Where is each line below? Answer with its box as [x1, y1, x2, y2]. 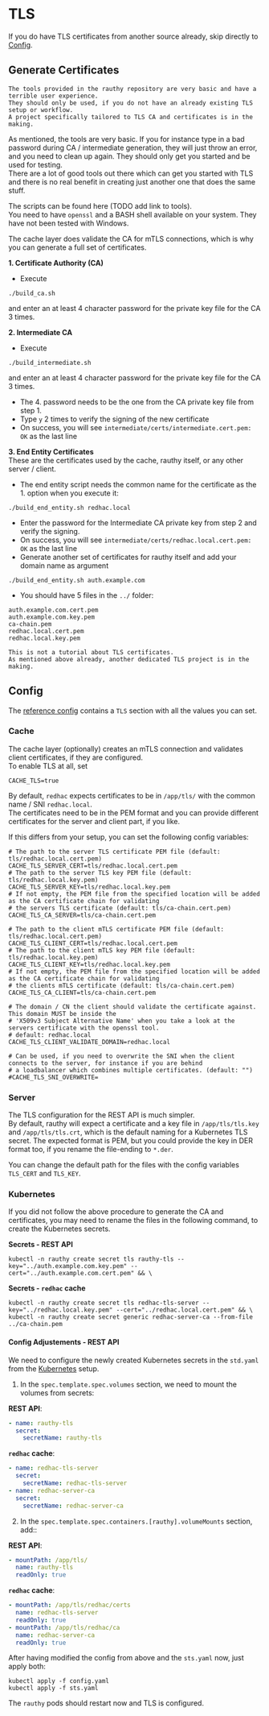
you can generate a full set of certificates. [8, 242, 147, 252]
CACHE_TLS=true [8, 777, 59, 785]
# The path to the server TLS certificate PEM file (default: [8, 848, 221, 856]
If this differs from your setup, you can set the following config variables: [8, 831, 249, 842]
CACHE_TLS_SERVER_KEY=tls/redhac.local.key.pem [8, 883, 171, 891]
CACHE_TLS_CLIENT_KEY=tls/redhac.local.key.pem [8, 960, 171, 968]
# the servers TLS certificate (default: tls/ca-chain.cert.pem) [8, 904, 231, 912]
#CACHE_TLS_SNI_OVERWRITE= [8, 1073, 99, 1081]
